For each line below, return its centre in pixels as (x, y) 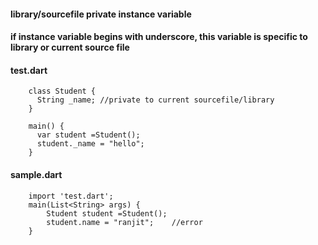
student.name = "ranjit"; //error (124, 222)
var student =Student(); (88, 135)
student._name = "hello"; (90, 144)
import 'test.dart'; (71, 196)
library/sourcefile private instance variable (101, 14)
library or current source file (70, 47)
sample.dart (36, 174)
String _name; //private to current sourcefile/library (155, 100)
